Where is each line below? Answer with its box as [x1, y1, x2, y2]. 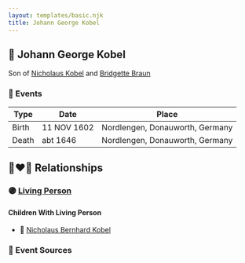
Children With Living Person [8, 207, 102, 217]
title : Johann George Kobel [8, 19, 101, 27]
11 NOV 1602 [42, 122, 94, 133]
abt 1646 [42, 134, 77, 145]
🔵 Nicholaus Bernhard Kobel [19, 225, 112, 235]
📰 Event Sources [8, 245, 72, 256]
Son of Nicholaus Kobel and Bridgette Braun [8, 68, 151, 79]
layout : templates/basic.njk [8, 11, 104, 20]
